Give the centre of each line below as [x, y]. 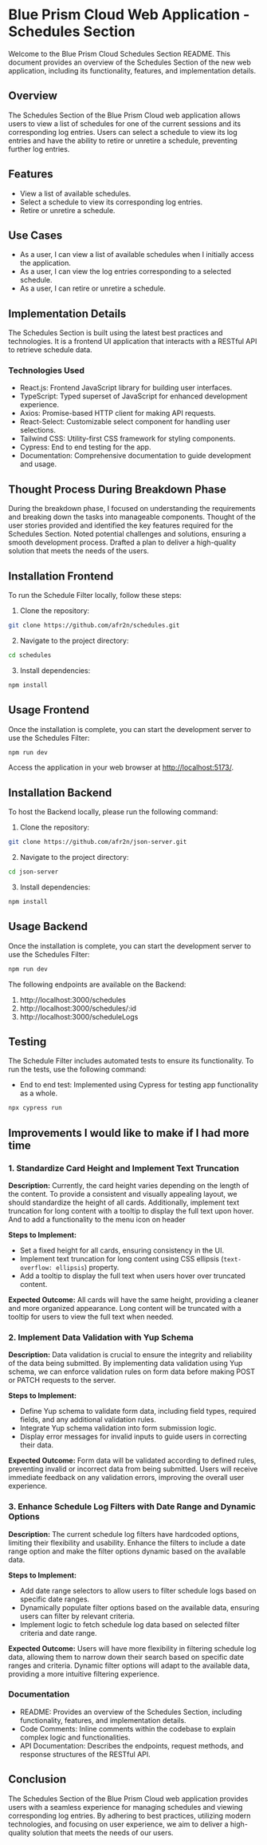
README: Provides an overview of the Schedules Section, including [131, 1712]
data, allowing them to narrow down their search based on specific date [126, 1657]
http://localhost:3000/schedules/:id [78, 1008]
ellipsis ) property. [87, 1267]
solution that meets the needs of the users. [79, 551]
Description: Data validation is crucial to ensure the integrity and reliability [130, 1355]
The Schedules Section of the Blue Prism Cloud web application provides [128, 1799]
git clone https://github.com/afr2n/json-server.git [98, 842]
